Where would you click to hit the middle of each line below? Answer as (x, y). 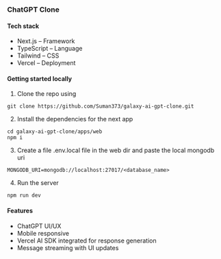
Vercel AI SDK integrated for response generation (87, 241)
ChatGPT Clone (33, 10)
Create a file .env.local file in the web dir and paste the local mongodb (116, 150)
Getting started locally (40, 78)
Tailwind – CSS (38, 56)
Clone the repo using (47, 94)
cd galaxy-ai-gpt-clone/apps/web (55, 132)
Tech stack (23, 26)
